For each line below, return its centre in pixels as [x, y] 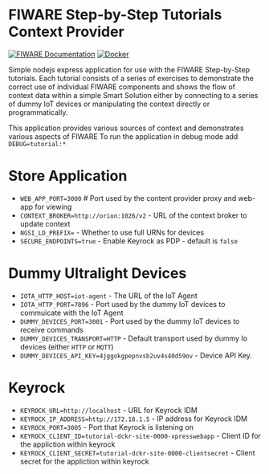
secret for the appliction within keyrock [85, 461]
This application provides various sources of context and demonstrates [126, 128]
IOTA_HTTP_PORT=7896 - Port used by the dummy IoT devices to [122, 304]
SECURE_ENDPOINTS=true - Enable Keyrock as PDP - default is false [129, 241]
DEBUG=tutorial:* [37, 144]
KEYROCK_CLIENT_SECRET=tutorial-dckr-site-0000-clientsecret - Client [137, 452]
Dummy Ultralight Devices [98, 274]
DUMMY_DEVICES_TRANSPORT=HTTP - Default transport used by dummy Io [133, 338]
